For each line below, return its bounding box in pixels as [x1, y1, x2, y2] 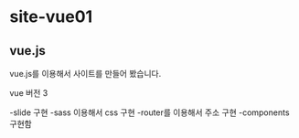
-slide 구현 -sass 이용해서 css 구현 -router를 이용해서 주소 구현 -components [9, 107, 290, 118]
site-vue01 [9, 6, 93, 27]
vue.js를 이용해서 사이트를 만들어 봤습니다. [9, 69, 162, 79]
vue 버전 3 [9, 88, 48, 98]
